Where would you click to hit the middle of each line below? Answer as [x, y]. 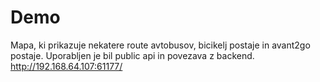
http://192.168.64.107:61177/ [66, 66]
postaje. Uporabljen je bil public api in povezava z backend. [132, 55]
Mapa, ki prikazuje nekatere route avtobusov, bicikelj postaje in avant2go [160, 45]
